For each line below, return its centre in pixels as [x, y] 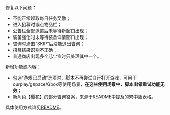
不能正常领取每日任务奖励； [42, 18]
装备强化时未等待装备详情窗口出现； [50, 37]
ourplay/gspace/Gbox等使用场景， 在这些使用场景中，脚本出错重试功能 [87, 84]
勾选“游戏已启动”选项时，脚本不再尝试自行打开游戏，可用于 [75, 78]
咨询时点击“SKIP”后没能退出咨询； [48, 44]
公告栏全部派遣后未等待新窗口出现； [50, 31]
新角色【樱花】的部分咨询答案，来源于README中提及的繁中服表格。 [84, 97]
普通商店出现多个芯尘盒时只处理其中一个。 [57, 56]
